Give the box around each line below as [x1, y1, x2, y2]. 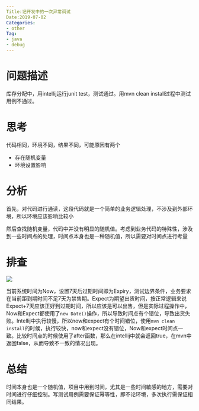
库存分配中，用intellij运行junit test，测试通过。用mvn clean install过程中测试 [6, 90, 191, 97]
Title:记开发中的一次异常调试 [6, 8, 71, 15]
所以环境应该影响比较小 [16, 212, 74, 220]
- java [6, 36, 23, 42]
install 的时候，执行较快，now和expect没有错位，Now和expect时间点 [6, 324, 178, 331]
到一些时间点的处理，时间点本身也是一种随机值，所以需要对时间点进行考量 [6, 232, 188, 239]
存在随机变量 [14, 154, 46, 161]
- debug [6, 42, 25, 48]
